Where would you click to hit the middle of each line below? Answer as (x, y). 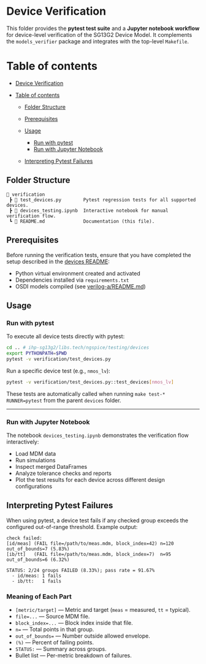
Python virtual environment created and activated (78, 273)
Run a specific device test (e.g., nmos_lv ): (58, 371)
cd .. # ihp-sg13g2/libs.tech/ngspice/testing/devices (78, 348)
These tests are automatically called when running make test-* (86, 393)
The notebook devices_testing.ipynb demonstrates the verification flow (97, 435)
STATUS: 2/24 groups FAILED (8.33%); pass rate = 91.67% (81, 570)
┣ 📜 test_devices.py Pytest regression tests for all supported (102, 200)
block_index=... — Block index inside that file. (74, 623)
